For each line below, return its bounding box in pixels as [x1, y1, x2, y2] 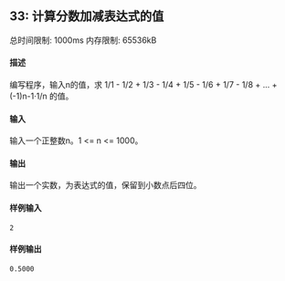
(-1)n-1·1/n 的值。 [9, 90, 74, 102]
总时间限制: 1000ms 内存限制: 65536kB [9, 35, 157, 46]
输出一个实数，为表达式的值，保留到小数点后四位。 [9, 180, 202, 191]
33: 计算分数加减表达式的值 [9, 8, 164, 25]
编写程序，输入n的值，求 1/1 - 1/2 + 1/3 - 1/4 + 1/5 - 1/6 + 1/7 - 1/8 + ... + [9, 79, 278, 90]
